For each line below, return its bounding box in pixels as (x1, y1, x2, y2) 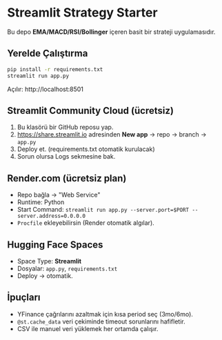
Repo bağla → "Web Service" (17, 191, 101, 199)
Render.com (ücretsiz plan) (7, 172, 127, 184)
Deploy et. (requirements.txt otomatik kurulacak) (17, 145, 155, 153)
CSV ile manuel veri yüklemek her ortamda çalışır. (17, 324, 159, 332)
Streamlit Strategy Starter (7, 5, 158, 21)
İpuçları (7, 292, 41, 303)
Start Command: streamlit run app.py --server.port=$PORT (17, 206, 190, 214)
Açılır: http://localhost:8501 (7, 85, 84, 93)
